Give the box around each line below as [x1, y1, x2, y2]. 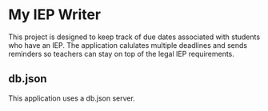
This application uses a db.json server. [8, 93, 136, 103]
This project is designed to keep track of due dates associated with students [8, 32, 261, 42]
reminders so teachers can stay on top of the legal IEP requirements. [8, 49, 234, 58]
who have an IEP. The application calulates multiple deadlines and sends [8, 40, 248, 50]
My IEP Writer [8, 6, 102, 24]
